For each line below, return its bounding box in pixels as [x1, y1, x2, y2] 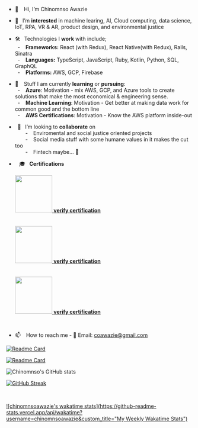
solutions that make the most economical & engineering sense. [14, 93, 168, 100]
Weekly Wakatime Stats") [125, 415, 188, 422]
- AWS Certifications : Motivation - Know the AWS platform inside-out [17, 112, 193, 118]
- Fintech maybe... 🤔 [25, 149, 79, 155]
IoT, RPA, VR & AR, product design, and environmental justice [14, 24, 164, 30]
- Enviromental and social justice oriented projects [25, 130, 152, 136]
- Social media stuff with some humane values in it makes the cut [25, 136, 189, 143]
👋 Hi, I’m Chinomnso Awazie [14, 6, 88, 12]
